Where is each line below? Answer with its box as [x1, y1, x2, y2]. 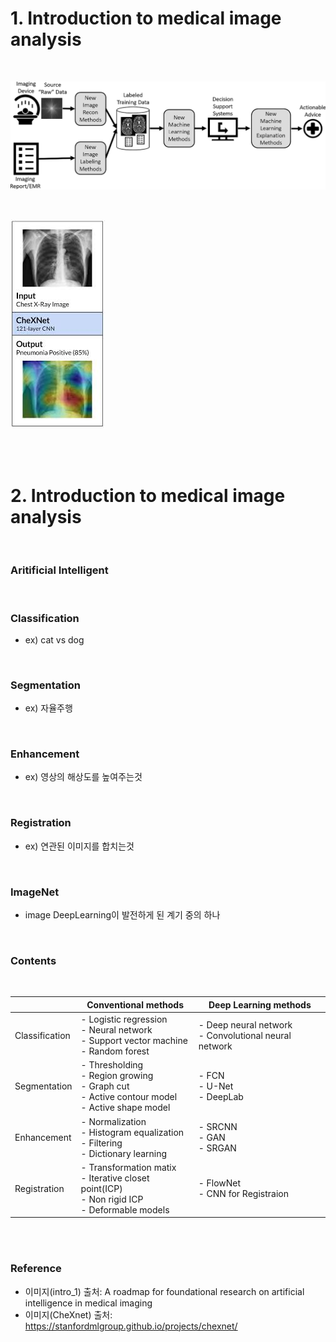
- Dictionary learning [80, 1147, 168, 1159]
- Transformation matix [80, 1161, 177, 1173]
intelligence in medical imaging [24, 1297, 153, 1309]
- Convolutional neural [198, 1029, 292, 1041]
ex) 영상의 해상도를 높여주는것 [24, 771, 143, 783]
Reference [10, 1262, 62, 1276]
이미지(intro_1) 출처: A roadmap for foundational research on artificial [24, 1285, 305, 1297]
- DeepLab [198, 1091, 244, 1103]
